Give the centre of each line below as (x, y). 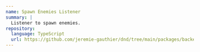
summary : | (19, 17)
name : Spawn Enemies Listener (43, 12)
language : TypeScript (38, 34)
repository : (20, 28)
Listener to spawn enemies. (46, 23)
